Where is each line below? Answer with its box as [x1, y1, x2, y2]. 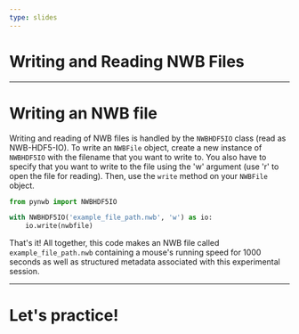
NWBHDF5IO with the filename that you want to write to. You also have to [9, 151, 267, 162]
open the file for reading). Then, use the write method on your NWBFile [9, 170, 269, 181]
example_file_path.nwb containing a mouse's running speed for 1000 [9, 247, 262, 258]
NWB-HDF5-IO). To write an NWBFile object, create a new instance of [9, 142, 263, 152]
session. [9, 266, 40, 277]
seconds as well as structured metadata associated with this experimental [9, 257, 280, 267]
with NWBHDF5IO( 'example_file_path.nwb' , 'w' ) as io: [9, 213, 214, 223]
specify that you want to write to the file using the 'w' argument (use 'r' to [9, 161, 279, 172]
